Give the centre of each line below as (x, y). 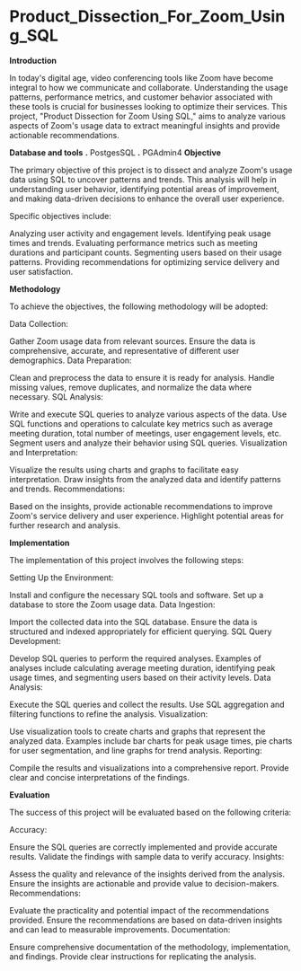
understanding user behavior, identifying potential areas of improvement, (145, 189)
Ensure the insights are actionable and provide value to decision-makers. (144, 883)
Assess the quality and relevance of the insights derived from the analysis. (147, 874)
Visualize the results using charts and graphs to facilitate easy (124, 470)
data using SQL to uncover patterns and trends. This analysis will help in (143, 179)
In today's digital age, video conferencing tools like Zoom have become (142, 77)
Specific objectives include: (61, 216)
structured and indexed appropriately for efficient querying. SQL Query (141, 631)
